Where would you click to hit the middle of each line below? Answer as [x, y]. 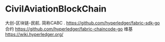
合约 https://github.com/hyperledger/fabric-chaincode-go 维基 [69, 29]
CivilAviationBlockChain [56, 9]
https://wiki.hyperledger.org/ [34, 34]
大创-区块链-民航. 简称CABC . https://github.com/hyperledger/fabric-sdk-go [82, 23]
